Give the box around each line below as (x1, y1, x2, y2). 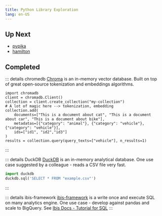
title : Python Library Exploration (5, 7, 79, 12)
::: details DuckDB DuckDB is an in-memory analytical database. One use (5, 157, 154, 163)
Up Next (5, 30, 31, 39)
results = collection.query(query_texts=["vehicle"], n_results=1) (5, 138, 147, 143)
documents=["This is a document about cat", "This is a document (14, 112, 152, 118)
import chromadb (5, 91, 39, 96)
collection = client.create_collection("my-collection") (5, 99, 125, 104)
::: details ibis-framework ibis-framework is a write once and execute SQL (5, 194, 155, 200)
